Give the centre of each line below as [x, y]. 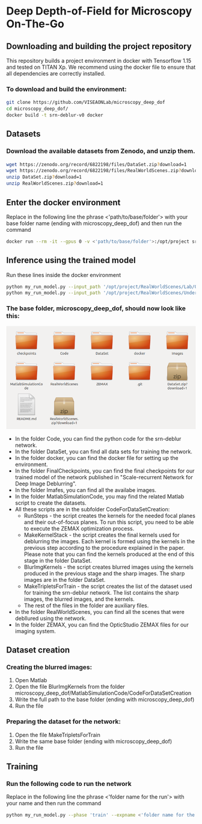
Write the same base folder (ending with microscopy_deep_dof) [93, 741]
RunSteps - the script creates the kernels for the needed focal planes [109, 516]
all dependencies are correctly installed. [56, 73]
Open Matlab [31, 680]
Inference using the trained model [71, 260]
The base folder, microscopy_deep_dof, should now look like [96, 308]
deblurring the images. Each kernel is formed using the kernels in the [109, 541]
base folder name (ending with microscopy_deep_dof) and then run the [94, 223]
